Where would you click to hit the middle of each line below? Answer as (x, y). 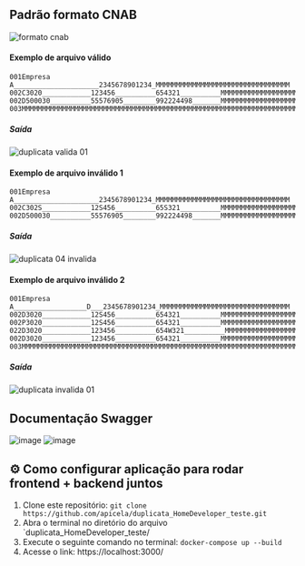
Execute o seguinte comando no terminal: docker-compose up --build (152, 541)
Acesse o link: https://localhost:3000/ (93, 551)
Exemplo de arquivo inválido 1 (67, 173)
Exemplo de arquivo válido (60, 57)
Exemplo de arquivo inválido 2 (67, 279)
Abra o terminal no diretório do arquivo (95, 522)
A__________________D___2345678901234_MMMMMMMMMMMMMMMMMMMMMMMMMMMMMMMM (150, 307)
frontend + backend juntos (86, 483)
